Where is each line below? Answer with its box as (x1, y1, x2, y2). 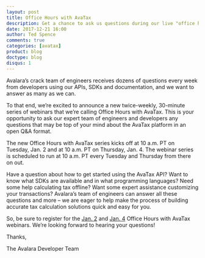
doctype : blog (6, 54, 43, 60)
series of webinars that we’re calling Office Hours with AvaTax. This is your (6, 108, 194, 115)
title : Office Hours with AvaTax (6, 15, 92, 21)
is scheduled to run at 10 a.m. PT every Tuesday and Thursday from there (6, 152, 191, 159)
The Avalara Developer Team (6, 245, 79, 252)
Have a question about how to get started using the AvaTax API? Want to (6, 170, 189, 177)
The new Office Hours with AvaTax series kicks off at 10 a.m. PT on (6, 139, 175, 146)
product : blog (6, 49, 43, 55)
